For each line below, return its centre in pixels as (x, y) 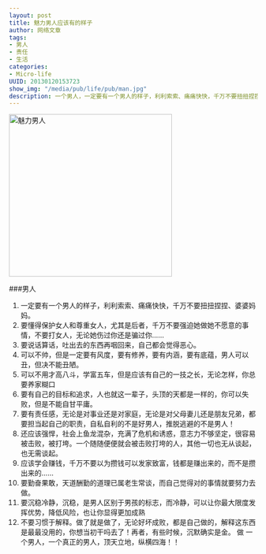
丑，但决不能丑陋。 (52, 365)
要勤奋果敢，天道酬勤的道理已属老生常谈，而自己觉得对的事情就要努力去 (138, 483)
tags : (18, 37)
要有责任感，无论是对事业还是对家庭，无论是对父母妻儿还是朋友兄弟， (135, 414)
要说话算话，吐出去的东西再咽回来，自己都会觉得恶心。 (110, 345)
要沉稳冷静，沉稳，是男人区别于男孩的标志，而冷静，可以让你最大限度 (135, 503)
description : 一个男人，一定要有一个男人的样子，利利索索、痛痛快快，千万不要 (123, 96)
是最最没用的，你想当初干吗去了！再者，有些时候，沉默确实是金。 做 (132, 532)
